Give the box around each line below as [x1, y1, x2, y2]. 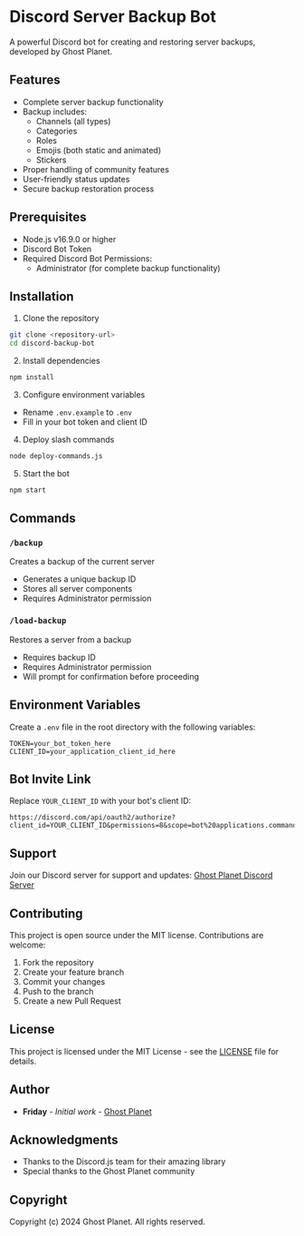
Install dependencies [22, 356, 101, 367]
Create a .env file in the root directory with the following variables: [9, 721, 256, 732]
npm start [9, 486, 47, 495]
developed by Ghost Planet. [9, 45, 113, 56]
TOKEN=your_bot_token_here [9, 739, 111, 748]
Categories [35, 125, 78, 136]
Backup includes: [22, 106, 88, 117]
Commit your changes [22, 976, 106, 986]
